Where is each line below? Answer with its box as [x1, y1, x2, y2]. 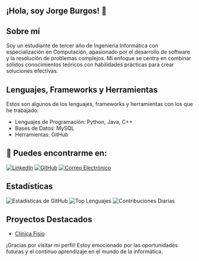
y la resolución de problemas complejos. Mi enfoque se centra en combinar [6, 55, 192, 62]
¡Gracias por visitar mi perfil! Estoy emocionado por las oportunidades [6, 242, 178, 249]
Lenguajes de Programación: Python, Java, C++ [14, 119, 133, 126]
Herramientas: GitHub [14, 131, 69, 138]
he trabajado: [6, 107, 39, 114]
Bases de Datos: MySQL [14, 125, 74, 132]
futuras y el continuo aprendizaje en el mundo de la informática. [6, 248, 163, 255]
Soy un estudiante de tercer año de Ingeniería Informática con [6, 42, 158, 49]
